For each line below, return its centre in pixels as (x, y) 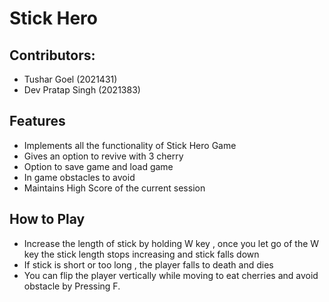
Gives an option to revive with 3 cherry (103, 156)
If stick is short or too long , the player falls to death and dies (148, 264)
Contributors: (52, 55)
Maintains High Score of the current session (114, 188)
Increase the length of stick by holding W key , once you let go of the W (171, 243)
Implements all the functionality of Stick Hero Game (130, 145)
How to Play (47, 219)
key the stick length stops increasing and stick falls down (141, 254)
